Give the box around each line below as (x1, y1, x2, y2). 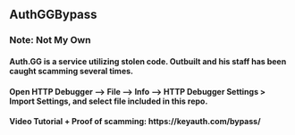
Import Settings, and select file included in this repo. (9, 96, 208, 106)
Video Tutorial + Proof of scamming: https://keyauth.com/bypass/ (9, 116, 261, 127)
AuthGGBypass (9, 7, 97, 22)
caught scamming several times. (9, 65, 134, 76)
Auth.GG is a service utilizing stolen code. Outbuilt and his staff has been (9, 55, 287, 66)
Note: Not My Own (9, 34, 91, 46)
